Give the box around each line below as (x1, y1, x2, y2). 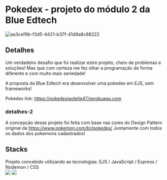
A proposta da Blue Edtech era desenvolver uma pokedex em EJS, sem (5, 80, 154, 86)
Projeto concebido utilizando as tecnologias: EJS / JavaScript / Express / (5, 159, 157, 165)
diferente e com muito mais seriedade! (5, 70, 86, 76)
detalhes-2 (5, 108, 33, 115)
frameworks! (5, 85, 32, 92)
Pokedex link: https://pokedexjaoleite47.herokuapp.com (5, 95, 122, 101)
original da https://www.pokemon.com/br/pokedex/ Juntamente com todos (5, 125, 162, 131)
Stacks (5, 145, 28, 154)
